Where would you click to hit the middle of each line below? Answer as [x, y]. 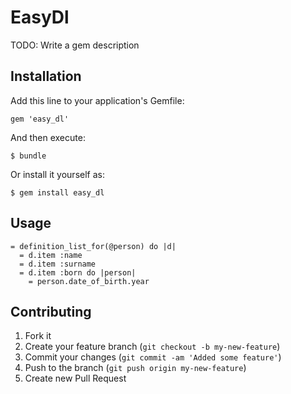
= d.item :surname [58, 264]
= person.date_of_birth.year [89, 281]
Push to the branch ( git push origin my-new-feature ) [135, 368]
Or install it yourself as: [57, 174]
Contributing [51, 311]
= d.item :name [51, 255]
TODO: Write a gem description [75, 45]
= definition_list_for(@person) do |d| [93, 246]
